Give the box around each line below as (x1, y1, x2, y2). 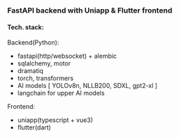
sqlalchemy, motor (17, 59, 71, 68)
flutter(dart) (17, 123, 51, 132)
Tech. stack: (7, 23, 44, 31)
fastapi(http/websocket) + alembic (17, 52, 117, 61)
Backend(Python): (7, 38, 59, 47)
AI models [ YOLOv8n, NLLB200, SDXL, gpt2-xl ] (17, 82, 157, 90)
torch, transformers (17, 74, 74, 82)
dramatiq (17, 67, 44, 75)
